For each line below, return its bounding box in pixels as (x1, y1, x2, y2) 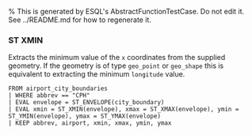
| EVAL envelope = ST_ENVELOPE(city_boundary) (8, 99, 165, 107)
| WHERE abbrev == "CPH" (8, 92, 90, 99)
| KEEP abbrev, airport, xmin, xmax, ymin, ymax (8, 119, 172, 127)
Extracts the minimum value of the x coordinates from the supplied (8, 53, 226, 62)
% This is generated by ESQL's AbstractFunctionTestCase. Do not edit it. (8, 7, 245, 16)
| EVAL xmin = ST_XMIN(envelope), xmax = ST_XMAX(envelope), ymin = (8, 106, 239, 114)
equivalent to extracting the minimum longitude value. (8, 69, 185, 79)
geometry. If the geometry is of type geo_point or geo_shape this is (8, 61, 224, 70)
